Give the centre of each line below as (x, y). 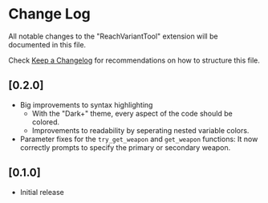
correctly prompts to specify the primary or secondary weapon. (125, 147)
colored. (46, 122)
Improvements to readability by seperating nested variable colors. (140, 130)
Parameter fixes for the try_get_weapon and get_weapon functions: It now (139, 139)
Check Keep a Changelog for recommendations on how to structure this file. (134, 60)
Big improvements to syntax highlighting (86, 104)
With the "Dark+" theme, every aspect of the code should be (132, 113)
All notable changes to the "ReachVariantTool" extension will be (113, 36)
